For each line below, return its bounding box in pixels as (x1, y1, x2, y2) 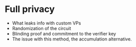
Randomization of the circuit (12, 25, 72, 31)
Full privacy (5, 3, 55, 15)
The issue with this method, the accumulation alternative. (12, 36, 132, 42)
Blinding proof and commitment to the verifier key (12, 30, 116, 36)
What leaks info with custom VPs (12, 20, 81, 26)
